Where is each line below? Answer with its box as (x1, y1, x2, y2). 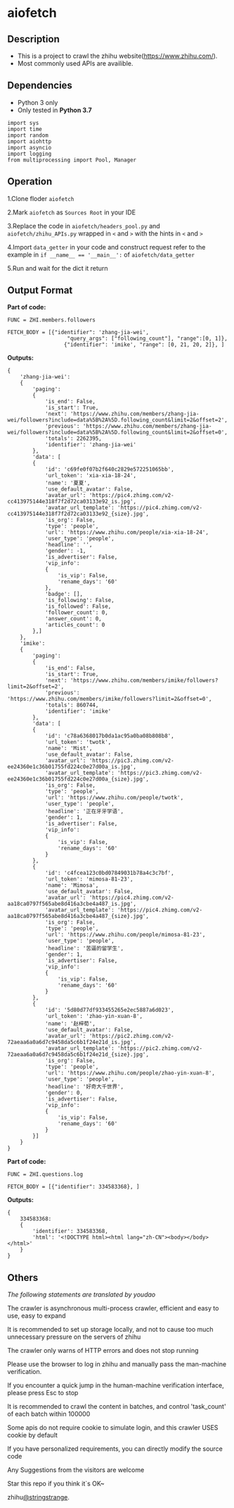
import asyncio (7, 144, 52, 151)
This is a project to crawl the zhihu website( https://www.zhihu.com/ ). (17, 51, 218, 60)
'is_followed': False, (44, 603, 112, 611)
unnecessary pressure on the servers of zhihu (7, 1332, 141, 1341)
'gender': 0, (44, 1089, 83, 1097)
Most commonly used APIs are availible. (17, 59, 134, 68)
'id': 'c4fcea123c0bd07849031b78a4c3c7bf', (44, 869, 174, 877)
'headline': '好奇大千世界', (44, 1084, 124, 1091)
